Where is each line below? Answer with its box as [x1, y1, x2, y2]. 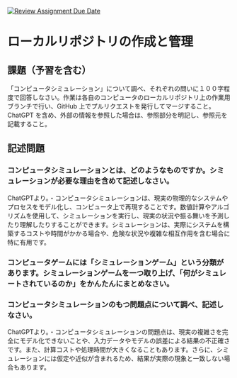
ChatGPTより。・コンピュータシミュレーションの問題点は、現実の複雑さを [7, 327, 223, 336]
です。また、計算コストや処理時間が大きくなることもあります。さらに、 [7, 345, 217, 354]
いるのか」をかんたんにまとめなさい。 [43, 279, 174, 289]
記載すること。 [7, 120, 51, 128]
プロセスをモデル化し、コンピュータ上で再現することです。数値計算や [7, 202, 212, 211]
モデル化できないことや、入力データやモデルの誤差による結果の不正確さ [19, 336, 231, 345]
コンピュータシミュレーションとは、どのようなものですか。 [7, 165, 210, 175]
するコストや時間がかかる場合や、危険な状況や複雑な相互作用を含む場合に [13, 229, 231, 238]
